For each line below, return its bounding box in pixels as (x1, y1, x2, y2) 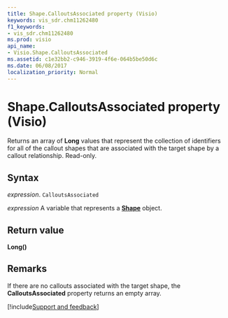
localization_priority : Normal (7, 68, 99, 75)
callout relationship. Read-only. (7, 152, 97, 160)
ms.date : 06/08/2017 (7, 62, 68, 69)
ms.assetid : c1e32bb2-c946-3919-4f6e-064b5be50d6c (7, 56, 158, 63)
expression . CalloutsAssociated (7, 190, 99, 199)
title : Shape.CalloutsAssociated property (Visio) (7, 10, 158, 17)
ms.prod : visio (7, 36, 52, 43)
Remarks (7, 263, 48, 275)
